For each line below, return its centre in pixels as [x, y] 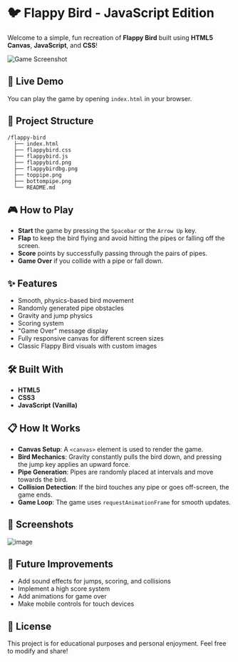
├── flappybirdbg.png [46, 169]
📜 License [30, 626]
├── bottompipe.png [43, 181]
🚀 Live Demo [36, 82]
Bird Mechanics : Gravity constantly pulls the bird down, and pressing [120, 457]
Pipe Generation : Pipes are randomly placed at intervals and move [115, 472]
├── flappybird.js [41, 156]
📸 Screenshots [41, 525]
